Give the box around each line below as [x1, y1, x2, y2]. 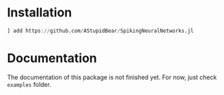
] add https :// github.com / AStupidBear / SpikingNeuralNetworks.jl [7, 27, 194, 34]
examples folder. [7, 80, 51, 88]
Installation [7, 5, 72, 21]
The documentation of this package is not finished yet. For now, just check [7, 73, 217, 81]
